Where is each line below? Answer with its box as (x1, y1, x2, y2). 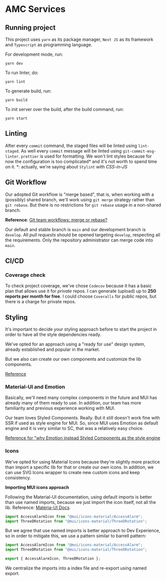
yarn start (5, 116, 28, 121)
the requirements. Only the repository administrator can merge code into (5, 237, 154, 243)
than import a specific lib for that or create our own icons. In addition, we (5, 464, 154, 470)
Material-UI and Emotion (5, 384, 65, 391)
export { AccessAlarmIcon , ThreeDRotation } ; (5, 556, 101, 561)
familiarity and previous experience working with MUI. (5, 405, 115, 411)
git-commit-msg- (122, 149, 157, 154)
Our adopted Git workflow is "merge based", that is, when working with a (5, 191, 154, 197)
